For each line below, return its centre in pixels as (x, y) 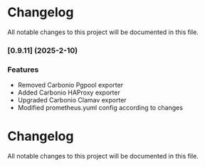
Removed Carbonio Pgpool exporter (70, 85)
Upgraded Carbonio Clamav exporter (72, 100)
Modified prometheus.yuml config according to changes (100, 108)
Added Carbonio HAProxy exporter (69, 92)
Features (23, 70)
